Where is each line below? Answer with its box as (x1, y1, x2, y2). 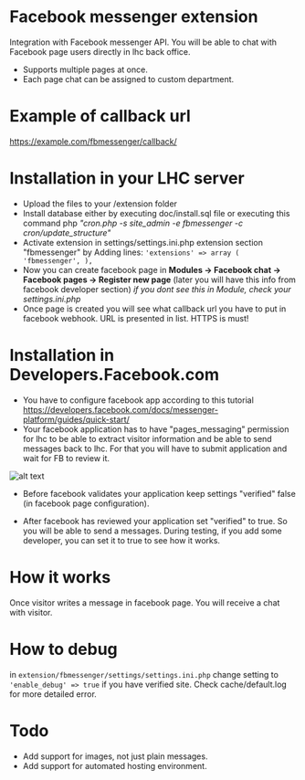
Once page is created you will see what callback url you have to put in (22, 303, 287, 314)
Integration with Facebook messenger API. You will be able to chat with (9, 37, 277, 47)
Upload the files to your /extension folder (22, 198, 178, 209)
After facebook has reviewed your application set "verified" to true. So (22, 515, 288, 526)
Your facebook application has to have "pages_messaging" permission (22, 423, 289, 435)
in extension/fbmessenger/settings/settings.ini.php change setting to (9, 669, 279, 680)
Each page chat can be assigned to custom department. (22, 73, 235, 84)
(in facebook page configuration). (22, 498, 150, 509)
